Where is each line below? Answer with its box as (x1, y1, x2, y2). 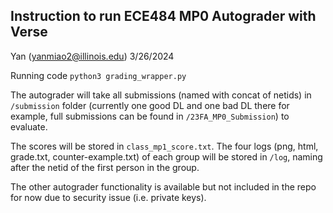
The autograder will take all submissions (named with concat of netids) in (10, 89, 312, 101)
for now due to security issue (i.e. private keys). (10, 191, 207, 203)
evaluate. (10, 120, 48, 133)
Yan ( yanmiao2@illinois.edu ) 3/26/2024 (10, 50, 175, 62)
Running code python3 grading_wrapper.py (10, 69, 187, 81)
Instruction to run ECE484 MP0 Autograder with (10, 8, 317, 25)
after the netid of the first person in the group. (10, 161, 200, 173)
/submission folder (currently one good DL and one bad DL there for (10, 99, 290, 111)
